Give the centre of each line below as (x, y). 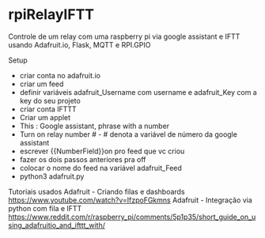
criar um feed (42, 84)
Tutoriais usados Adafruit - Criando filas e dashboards (97, 191)
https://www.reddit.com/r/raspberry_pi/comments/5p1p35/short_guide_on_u (132, 217)
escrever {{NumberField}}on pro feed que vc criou (102, 151)
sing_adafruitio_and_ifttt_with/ (57, 225)
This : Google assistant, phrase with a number (95, 126)
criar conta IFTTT (48, 109)
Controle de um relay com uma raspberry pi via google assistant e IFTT (124, 36)
